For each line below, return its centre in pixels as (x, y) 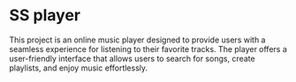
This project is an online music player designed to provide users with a (137, 40)
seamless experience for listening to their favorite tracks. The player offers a (148, 48)
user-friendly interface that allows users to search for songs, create (132, 58)
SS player (45, 15)
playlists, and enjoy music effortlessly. (79, 68)
